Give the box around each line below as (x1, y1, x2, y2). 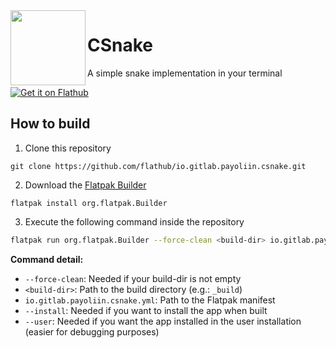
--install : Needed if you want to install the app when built (24, 304, 268, 316)
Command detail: (10, 253, 84, 265)
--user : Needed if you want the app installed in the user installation (24, 315, 302, 327)
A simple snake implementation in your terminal (87, 67, 283, 79)
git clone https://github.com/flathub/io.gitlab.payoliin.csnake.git (10, 161, 307, 171)
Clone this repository (24, 142, 112, 154)
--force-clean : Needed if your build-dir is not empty (24, 272, 242, 284)
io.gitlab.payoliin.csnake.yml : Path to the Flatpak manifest (24, 294, 276, 306)
